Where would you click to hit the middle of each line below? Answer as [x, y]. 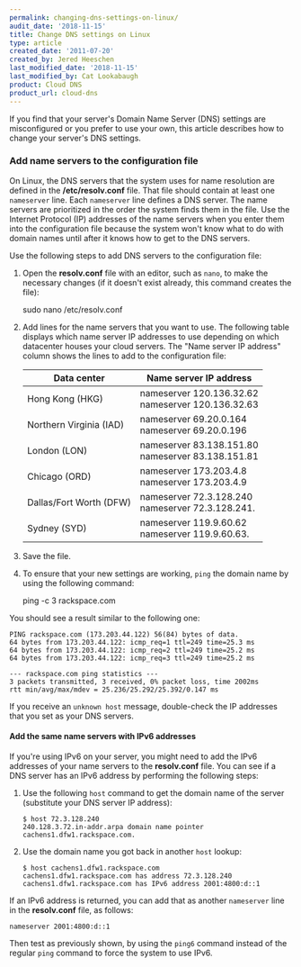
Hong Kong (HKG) [65, 399]
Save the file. [47, 556]
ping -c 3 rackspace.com [69, 601]
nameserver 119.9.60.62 [193, 522]
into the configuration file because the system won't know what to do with [146, 228]
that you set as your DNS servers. [72, 716]
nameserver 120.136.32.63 [199, 404]
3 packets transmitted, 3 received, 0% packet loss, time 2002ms [134, 682]
